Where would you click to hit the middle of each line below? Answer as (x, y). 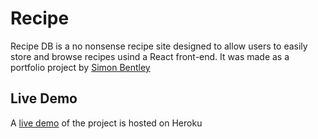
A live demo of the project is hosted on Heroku (106, 123)
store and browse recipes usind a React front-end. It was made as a (150, 56)
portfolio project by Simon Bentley (80, 67)
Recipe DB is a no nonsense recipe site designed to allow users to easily (159, 46)
